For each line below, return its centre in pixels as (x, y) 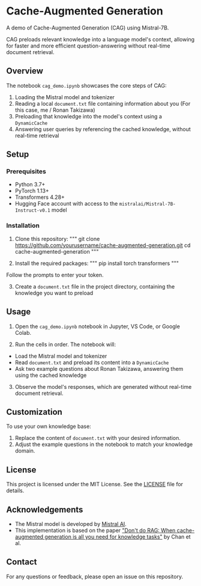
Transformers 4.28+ (40, 197)
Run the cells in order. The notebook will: (65, 344)
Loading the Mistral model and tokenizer (65, 97)
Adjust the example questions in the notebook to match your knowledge (104, 444)
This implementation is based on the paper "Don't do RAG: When (95, 530)
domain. (25, 451)
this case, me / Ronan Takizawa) (55, 110)
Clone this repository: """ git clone (57, 239)
